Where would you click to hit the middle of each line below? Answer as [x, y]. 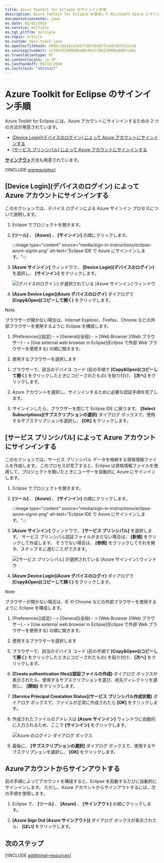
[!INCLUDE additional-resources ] [38, 856]
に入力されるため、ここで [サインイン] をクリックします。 [70, 725]
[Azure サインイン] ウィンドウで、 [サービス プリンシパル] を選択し [80, 530]
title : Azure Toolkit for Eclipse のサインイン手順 [56, 10]
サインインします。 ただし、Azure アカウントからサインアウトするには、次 [81, 787]
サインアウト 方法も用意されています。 [43, 160]
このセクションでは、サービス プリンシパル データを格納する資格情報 [75, 459]
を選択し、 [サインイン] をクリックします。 [55, 273]
